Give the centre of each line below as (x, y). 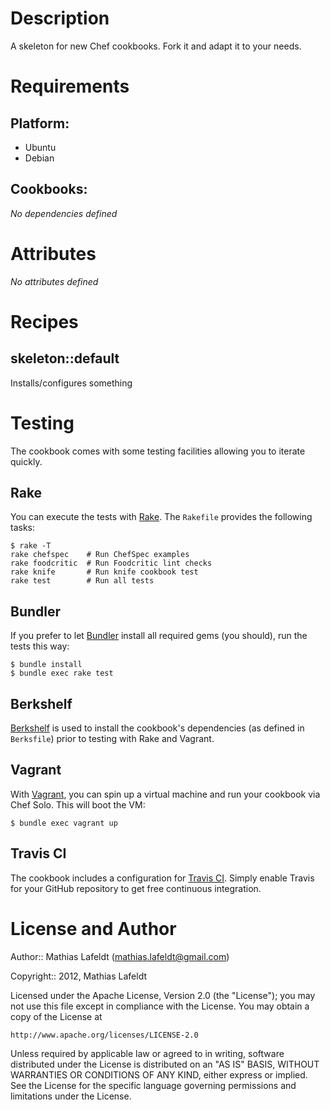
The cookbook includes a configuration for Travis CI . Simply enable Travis (162, 878)
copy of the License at (56, 1016)
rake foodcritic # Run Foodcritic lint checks (111, 563)
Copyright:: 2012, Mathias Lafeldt (79, 976)
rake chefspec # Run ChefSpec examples (100, 555)
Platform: (40, 123)
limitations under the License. (71, 1096)
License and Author (93, 928)
